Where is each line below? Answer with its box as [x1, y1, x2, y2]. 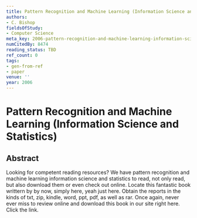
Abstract [6, 153, 39, 163]
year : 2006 [6, 80, 33, 86]
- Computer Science [6, 31, 54, 36]
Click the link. [6, 206, 39, 213]
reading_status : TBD [6, 47, 57, 53]
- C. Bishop [6, 19, 35, 25]
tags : [6, 58, 19, 63]
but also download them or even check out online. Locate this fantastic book [6, 182, 191, 188]
